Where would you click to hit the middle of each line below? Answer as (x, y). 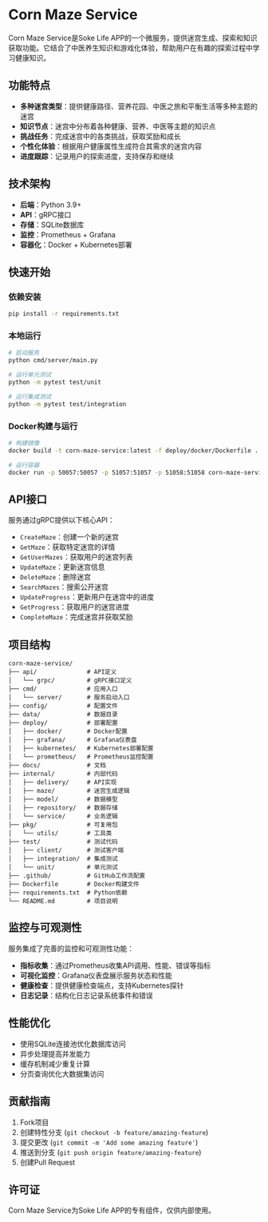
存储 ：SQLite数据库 (52, 225)
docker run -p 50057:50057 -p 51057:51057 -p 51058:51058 (106, 472)
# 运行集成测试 (30, 396)
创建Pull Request (47, 1162)
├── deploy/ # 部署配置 (63, 723)
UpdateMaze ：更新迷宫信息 (62, 567)
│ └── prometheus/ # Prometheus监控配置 (81, 757)
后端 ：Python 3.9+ (51, 205)
